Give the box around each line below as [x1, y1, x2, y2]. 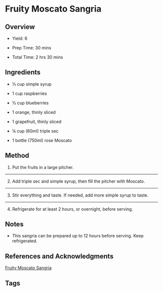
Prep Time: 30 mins [12, 45, 52, 50]
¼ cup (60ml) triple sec [12, 128, 59, 134]
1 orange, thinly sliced [12, 109, 56, 115]
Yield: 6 [12, 35, 28, 41]
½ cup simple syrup [12, 81, 52, 87]
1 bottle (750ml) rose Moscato [12, 137, 72, 143]
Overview [5, 23, 35, 31]
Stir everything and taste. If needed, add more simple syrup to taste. [12, 192, 149, 198]
